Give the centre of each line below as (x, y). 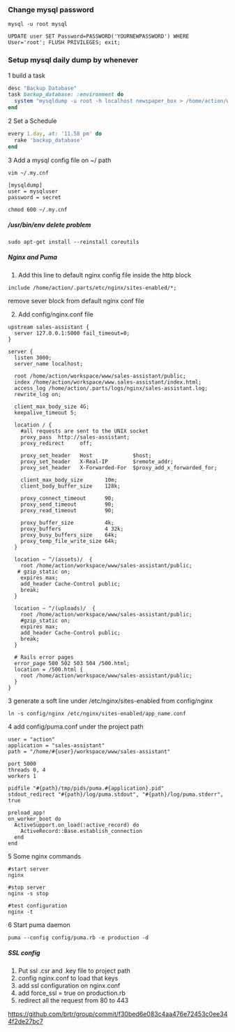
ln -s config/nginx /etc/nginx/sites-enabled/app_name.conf (97, 713)
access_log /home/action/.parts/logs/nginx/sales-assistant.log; (111, 388)
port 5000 (22, 764)
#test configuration (38, 906)
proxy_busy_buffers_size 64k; (69, 535)
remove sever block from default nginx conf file (76, 300)
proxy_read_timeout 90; (67, 510)
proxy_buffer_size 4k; (67, 523)
